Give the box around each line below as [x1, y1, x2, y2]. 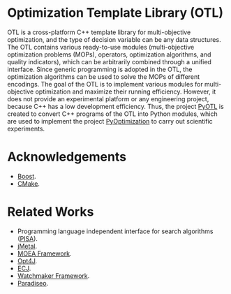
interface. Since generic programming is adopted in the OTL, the [7, 65, 193, 73]
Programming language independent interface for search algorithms [17, 227, 214, 235]
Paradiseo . [17, 279, 49, 287]
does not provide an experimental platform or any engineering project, [7, 94, 209, 103]
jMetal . [17, 242, 37, 250]
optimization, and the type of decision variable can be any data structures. [7, 35, 221, 43]
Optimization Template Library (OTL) [7, 5, 224, 21]
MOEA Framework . [17, 249, 72, 258]
